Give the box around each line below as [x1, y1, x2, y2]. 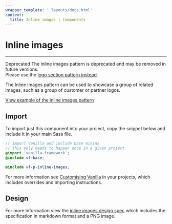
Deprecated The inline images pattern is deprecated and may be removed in [5, 61, 166, 67]
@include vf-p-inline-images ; [5, 165, 70, 170]
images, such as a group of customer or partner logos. [5, 87, 121, 93]
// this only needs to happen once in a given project [5, 146, 125, 151]
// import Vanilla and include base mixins [5, 141, 100, 146]
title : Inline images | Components [10, 17, 86, 22]
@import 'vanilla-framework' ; [5, 150, 70, 155]
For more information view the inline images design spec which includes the [5, 208, 166, 214]
